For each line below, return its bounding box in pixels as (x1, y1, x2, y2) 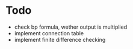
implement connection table (14, 29, 84, 36)
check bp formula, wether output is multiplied (14, 23, 128, 30)
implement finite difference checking (14, 36, 106, 43)
